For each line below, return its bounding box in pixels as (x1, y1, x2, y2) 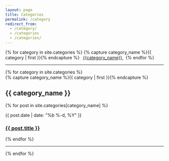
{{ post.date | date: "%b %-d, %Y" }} (5, 112, 82, 118)
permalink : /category (5, 17, 51, 22)
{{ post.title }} (5, 124, 40, 131)
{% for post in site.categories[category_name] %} (5, 102, 108, 108)
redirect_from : (5, 21, 37, 27)
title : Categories (5, 12, 44, 17)
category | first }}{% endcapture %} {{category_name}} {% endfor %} (5, 54, 154, 60)
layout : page (5, 7, 33, 13)
